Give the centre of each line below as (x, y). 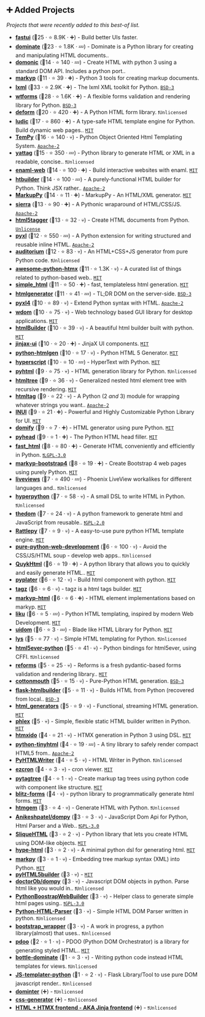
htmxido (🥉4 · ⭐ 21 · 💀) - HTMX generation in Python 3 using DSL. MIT (103, 735)
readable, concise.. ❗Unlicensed (55, 162)
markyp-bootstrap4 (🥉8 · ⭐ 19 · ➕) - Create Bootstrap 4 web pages (101, 463)
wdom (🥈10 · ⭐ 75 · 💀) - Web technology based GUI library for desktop (104, 312)
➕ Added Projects (41, 10)
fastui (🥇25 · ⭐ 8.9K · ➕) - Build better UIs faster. (76, 37)
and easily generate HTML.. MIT (55, 572)
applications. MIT (37, 321)
